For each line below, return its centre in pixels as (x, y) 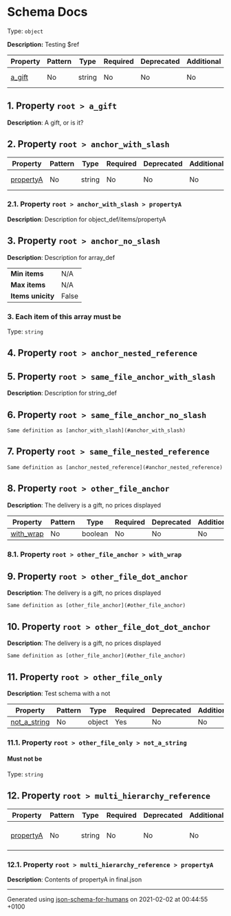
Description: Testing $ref (43, 44)
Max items (28, 285)
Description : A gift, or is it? (45, 122)
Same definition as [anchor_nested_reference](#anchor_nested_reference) (115, 467)
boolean (95, 534)
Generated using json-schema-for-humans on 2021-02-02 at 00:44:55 (108, 899)
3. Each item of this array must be (64, 316)
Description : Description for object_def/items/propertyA (87, 219)
